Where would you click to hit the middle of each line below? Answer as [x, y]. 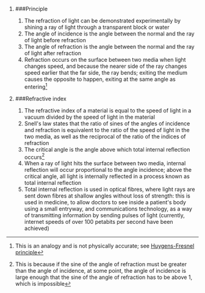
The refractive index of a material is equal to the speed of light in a [108, 110]
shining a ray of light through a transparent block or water [97, 27]
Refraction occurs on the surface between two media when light [105, 60]
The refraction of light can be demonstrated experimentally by [103, 20]
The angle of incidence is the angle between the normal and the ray [109, 34]
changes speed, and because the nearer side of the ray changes [106, 66]
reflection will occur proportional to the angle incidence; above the [108, 170]
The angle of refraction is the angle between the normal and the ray [109, 46]
